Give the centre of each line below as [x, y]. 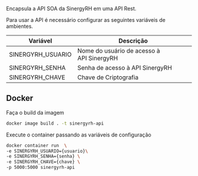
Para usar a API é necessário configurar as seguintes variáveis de [86, 20]
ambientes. [20, 26]
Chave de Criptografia [108, 77]
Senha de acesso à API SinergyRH [125, 68]
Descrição [133, 41]
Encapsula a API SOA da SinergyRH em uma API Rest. [71, 9]
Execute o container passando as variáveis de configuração [79, 135]
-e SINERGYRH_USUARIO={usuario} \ [47, 151]
